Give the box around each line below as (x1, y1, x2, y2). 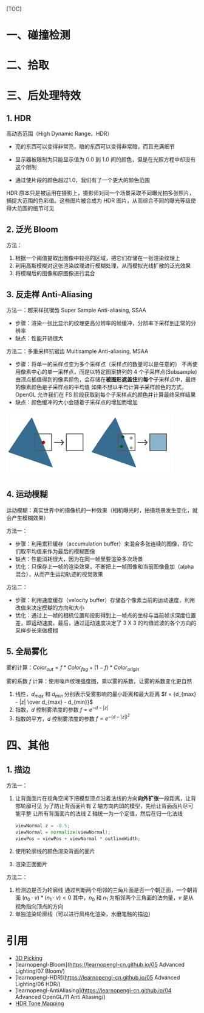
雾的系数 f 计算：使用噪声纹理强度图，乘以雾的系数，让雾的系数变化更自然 (6, 678, 192, 685)
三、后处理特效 (6, 88, 81, 102)
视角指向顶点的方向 (15, 902, 64, 910)
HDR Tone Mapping (15, 1000, 64, 1007)
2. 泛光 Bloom (6, 224, 59, 234)
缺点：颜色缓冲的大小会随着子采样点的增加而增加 (15, 399, 138, 405)
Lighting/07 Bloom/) (15, 967, 66, 975)
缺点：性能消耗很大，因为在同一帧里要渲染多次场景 (15, 555, 143, 563)
